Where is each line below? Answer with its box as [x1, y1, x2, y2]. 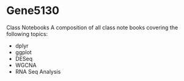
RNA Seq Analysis [15, 68, 61, 75]
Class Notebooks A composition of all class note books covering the [6, 24, 178, 31]
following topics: [6, 30, 48, 37]
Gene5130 [6, 4, 60, 18]
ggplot [15, 48, 32, 55]
